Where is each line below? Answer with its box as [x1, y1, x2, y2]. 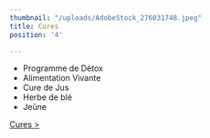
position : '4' [9, 30, 64, 39]
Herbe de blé [22, 92, 73, 103]
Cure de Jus [22, 83, 69, 94]
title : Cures [9, 22, 59, 31]
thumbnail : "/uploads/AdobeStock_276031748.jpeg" [9, 13, 203, 23]
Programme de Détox [22, 63, 103, 74]
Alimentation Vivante [22, 73, 101, 84]
